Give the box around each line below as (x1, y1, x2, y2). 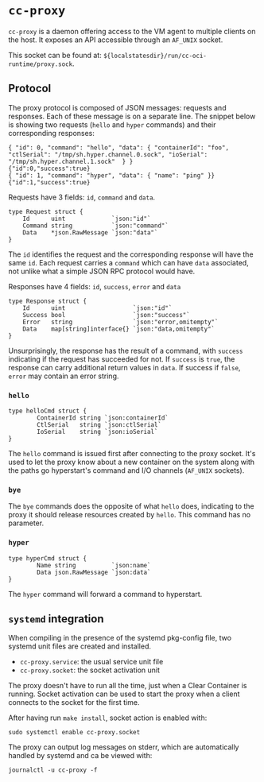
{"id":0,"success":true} (8, 165, 91, 172)
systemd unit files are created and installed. (8, 641, 151, 651)
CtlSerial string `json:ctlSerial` (37, 421, 161, 429)
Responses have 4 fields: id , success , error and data (8, 281, 181, 291)
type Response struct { (8, 297, 87, 305)
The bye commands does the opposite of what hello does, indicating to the (8, 501, 254, 511)
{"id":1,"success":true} (8, 178, 91, 186)
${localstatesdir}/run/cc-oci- (103, 52, 207, 60)
